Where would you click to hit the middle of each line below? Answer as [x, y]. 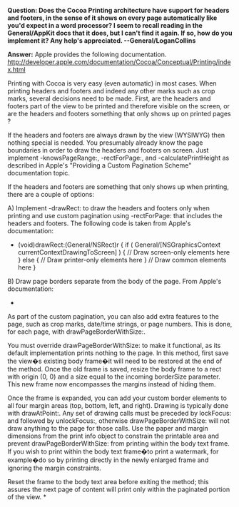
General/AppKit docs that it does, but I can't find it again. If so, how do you [120, 33]
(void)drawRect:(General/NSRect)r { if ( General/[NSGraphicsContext [119, 245]
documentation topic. [39, 173]
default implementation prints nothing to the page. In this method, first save [118, 353]
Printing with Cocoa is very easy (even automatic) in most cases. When [112, 83]
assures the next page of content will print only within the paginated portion [119, 489]
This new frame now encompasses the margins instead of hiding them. [112, 384]
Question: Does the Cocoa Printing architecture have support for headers [118, 10]
